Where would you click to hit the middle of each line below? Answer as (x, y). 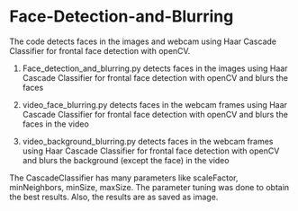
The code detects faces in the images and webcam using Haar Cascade (143, 41)
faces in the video (56, 124)
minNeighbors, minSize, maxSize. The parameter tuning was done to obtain (149, 187)
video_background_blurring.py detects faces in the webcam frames (148, 141)
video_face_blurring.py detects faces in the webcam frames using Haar (155, 104)
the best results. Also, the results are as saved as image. (114, 197)
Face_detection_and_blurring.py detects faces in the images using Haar (155, 68)
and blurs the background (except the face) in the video (126, 160)
